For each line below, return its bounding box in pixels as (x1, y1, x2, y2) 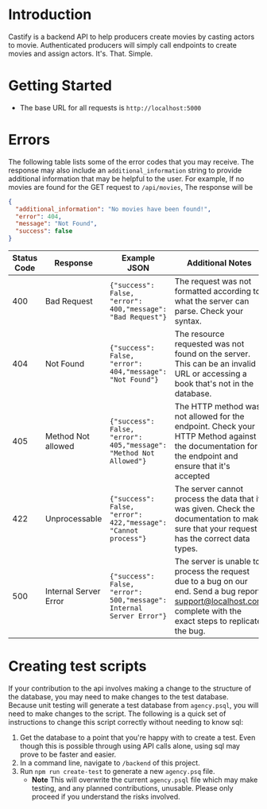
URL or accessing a (174, 368, 248, 379)
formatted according (174, 286, 252, 297)
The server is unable (174, 556, 252, 567)
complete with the (174, 606, 242, 617)
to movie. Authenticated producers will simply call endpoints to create (8, 40, 237, 49)
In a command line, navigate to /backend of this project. (19, 758, 200, 768)
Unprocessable (44, 513, 103, 524)
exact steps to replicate (174, 616, 262, 627)
